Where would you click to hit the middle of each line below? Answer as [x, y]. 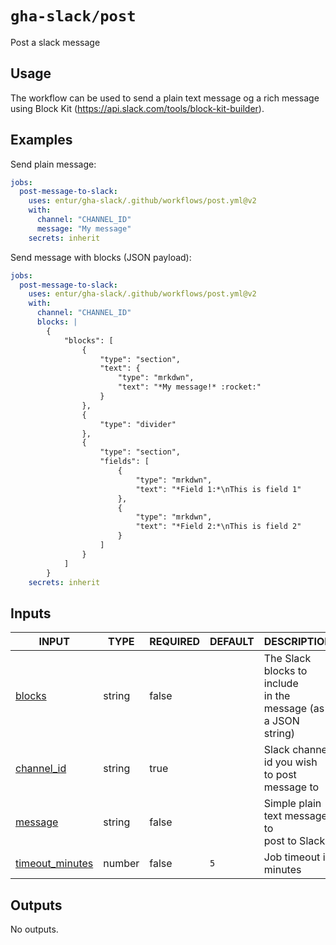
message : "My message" [84, 228]
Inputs [31, 613]
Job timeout [292, 857]
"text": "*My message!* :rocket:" [189, 387]
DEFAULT [232, 642]
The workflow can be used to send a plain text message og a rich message [165, 98]
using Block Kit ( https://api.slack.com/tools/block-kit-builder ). [137, 108]
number [121, 864]
